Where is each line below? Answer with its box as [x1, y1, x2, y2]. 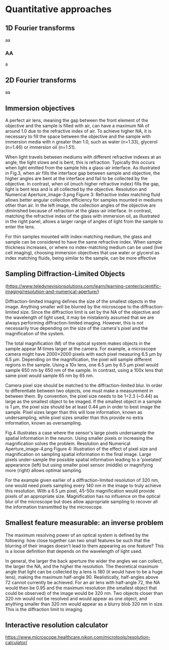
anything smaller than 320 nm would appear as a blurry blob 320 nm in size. [5, 600, 164, 607]
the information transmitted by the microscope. [5, 504, 103, 510]
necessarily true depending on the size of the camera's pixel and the [5, 325, 148, 331]
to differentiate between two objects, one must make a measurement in [5, 388, 153, 394]
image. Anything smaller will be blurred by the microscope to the [5, 303, 140, 309]
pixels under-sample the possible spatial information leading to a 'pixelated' [5, 456, 162, 462]
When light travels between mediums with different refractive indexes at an [5, 154, 161, 160]
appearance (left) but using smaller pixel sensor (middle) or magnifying [5, 461, 153, 468]
